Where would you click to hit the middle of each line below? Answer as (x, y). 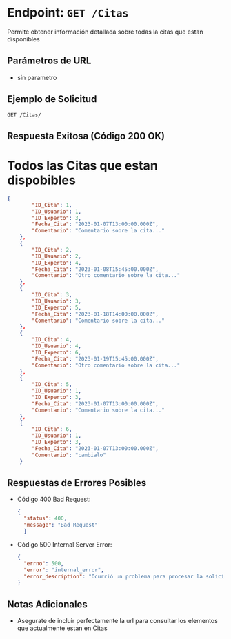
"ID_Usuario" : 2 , (57, 256)
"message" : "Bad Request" (61, 525)
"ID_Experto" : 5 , (57, 307)
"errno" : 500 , (44, 563)
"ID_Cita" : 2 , (52, 250)
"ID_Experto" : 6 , (57, 352)
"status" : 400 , (46, 518)
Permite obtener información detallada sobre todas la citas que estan (105, 32)
